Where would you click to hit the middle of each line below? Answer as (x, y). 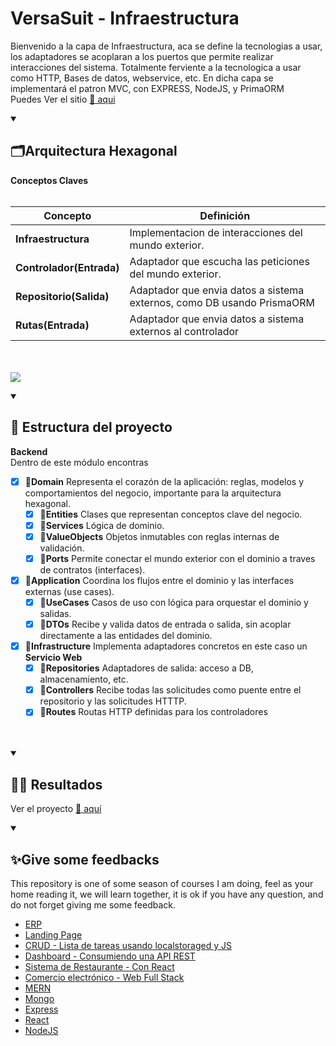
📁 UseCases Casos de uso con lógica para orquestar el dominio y (174, 602)
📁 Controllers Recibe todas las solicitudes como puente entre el (170, 690)
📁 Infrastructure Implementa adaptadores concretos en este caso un (166, 646)
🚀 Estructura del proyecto (91, 427)
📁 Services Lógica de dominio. (102, 525)
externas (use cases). (69, 591)
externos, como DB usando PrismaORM (222, 302)
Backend (29, 451)
